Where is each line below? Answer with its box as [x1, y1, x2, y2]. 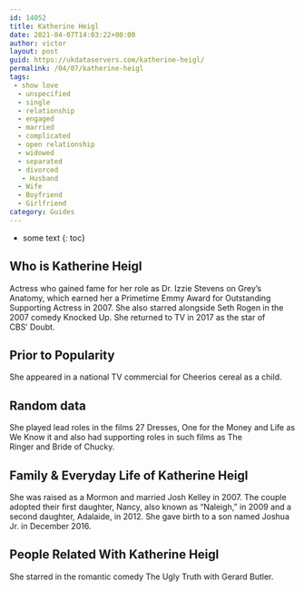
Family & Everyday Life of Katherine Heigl [9, 468, 249, 483]
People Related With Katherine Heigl [9, 547, 220, 563]
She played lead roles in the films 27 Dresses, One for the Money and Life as [9, 422, 296, 433]
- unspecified [17, 89, 71, 98]
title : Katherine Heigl [9, 22, 100, 31]
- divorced [17, 165, 59, 174]
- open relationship [17, 140, 95, 149]
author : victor [9, 38, 67, 48]
